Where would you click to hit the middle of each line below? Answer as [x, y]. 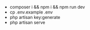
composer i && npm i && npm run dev [47, 7]
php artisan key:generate [35, 17]
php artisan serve [27, 22]
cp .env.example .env [31, 12]
